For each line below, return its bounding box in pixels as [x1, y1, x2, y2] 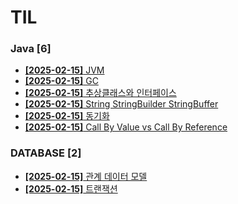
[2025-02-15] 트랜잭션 [24, 182, 118, 195]
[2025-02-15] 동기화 [24, 110, 110, 122]
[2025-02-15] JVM [24, 64, 105, 76]
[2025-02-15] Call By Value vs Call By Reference [24, 121, 228, 133]
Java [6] [10, 42, 52, 56]
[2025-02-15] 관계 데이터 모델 [24, 170, 148, 182]
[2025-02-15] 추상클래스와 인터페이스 [24, 87, 177, 99]
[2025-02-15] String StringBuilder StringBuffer [24, 98, 219, 110]
